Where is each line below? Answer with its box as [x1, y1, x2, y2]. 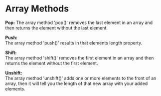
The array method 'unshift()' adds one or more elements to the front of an [5, 75, 157, 81]
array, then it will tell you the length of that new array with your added [5, 80, 148, 86]
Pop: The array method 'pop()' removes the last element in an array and [5, 19, 153, 25]
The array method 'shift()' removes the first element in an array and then [5, 54, 154, 60]
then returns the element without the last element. [5, 24, 108, 30]
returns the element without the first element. [5, 60, 98, 66]
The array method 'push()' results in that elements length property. [5, 39, 143, 45]
